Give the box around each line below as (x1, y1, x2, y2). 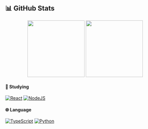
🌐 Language (5, 106, 32, 112)
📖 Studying (5, 84, 29, 90)
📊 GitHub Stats (5, 4, 55, 13)
